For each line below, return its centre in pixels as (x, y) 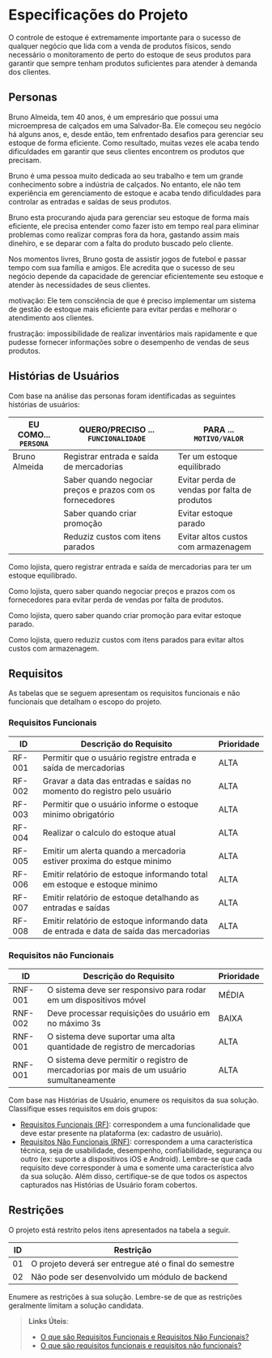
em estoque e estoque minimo (100, 884)
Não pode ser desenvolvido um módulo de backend (130, 1277)
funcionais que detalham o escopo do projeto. (85, 702)
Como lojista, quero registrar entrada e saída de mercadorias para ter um (130, 566)
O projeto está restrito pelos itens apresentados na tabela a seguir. (119, 1230)
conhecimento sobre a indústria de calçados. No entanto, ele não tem (125, 184)
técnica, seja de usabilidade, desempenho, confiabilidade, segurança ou (141, 1150)
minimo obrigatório (79, 814)
